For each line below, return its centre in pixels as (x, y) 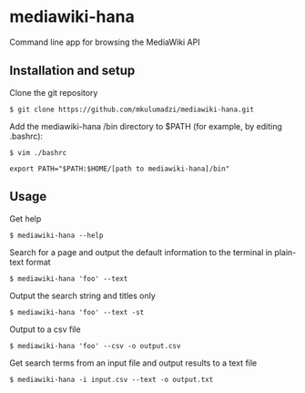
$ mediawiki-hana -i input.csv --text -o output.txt (112, 379)
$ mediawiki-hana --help (56, 235)
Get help (25, 218)
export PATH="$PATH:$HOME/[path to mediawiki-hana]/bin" (120, 169)
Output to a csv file (45, 329)
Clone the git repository (54, 92)
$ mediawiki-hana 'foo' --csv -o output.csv (95, 346)
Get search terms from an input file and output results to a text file (133, 363)
